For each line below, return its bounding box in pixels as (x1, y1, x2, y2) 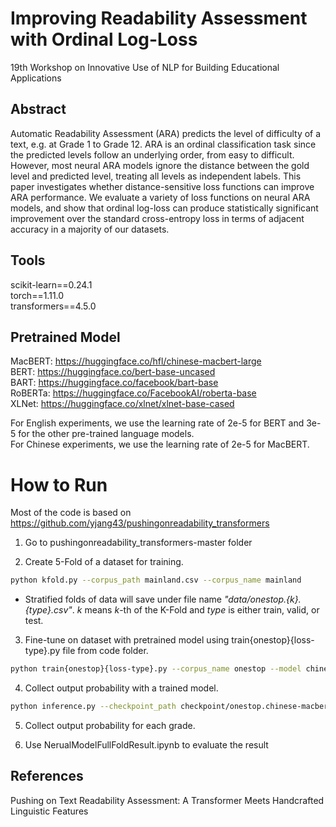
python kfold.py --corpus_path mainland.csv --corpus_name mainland (10, 575, 302, 586)
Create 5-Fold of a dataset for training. (24, 556, 184, 568)
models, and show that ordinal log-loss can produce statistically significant (10, 202, 319, 214)
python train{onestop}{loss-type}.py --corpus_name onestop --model (10, 664, 302, 674)
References (10, 768, 84, 785)
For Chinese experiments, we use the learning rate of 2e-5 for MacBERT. (10, 438, 310, 451)
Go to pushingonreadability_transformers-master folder (24, 537, 253, 549)
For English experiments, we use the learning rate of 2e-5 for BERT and (10, 417, 305, 429)
